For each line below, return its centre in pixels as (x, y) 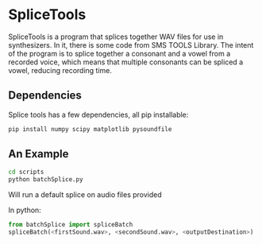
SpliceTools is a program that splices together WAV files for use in (116, 37)
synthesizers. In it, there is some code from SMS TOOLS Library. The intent (131, 45)
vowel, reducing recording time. (60, 70)
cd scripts (26, 172)
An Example (39, 154)
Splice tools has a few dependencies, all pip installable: (98, 114)
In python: (25, 210)
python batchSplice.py (46, 180)
